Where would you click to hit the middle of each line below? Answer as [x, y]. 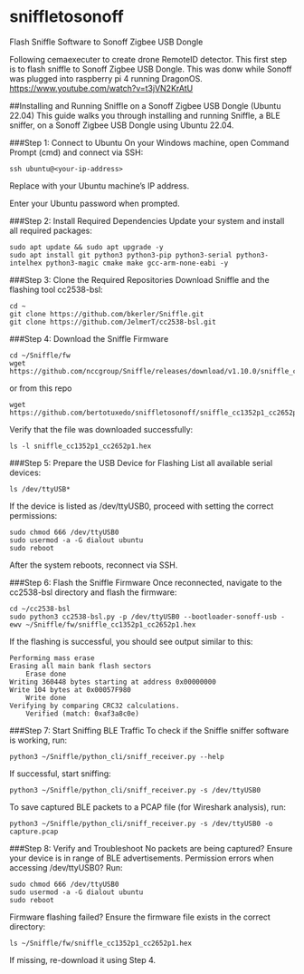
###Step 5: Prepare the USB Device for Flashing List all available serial [141, 463]
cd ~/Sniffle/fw [40, 356]
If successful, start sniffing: [60, 774]
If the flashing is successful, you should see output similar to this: [131, 641]
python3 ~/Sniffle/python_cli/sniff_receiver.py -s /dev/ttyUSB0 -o [141, 823]
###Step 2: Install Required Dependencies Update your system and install [147, 220]
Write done [46, 697]
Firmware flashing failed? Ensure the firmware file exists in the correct [140, 917]
